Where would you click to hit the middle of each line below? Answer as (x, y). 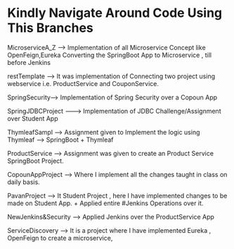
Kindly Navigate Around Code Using (115, 13)
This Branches (50, 28)
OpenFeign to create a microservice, (60, 238)
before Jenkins (29, 62)
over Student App (33, 119)
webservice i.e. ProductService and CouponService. (83, 83)
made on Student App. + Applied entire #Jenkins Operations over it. (105, 203)
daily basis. (24, 182)
